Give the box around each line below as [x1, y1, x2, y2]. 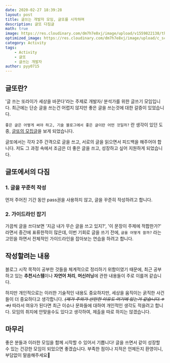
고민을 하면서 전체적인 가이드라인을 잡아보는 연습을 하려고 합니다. [5, 235, 134, 241]
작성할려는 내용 [5, 252, 50, 261]
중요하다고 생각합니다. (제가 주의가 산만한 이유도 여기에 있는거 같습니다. [20, 296, 161, 302]
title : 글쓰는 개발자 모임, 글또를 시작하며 [5, 17, 85, 22]
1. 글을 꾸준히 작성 [5, 184, 47, 191]
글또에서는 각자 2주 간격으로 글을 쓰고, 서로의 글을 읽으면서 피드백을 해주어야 [5, 139, 156, 145]
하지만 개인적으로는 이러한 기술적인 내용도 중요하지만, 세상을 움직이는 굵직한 [5, 290, 155, 296]
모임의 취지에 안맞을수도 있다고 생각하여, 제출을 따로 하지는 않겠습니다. [12, 308, 151, 314]
